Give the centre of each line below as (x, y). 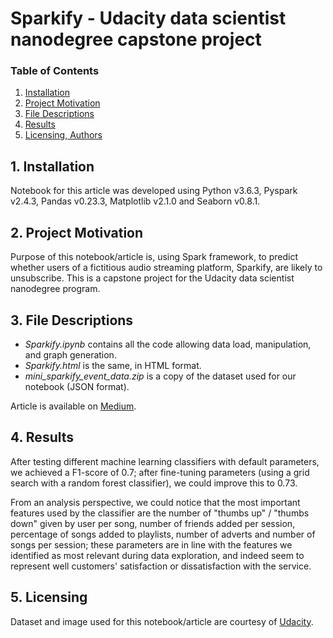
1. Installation (52, 166)
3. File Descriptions (72, 320)
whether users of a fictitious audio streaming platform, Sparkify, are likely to (166, 268)
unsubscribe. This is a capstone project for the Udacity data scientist (152, 278)
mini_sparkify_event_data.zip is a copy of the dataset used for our (160, 376)
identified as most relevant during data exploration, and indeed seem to (157, 555)
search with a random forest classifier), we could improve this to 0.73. (154, 483)
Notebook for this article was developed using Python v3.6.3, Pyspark (154, 191)
